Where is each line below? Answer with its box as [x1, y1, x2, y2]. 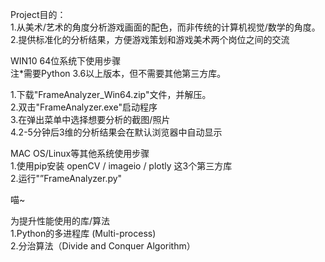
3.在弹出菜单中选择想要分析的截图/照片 [10, 114, 171, 125]
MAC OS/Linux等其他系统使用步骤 [10, 148, 150, 159]
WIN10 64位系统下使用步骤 [10, 55, 122, 67]
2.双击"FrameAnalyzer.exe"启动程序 [10, 101, 158, 113]
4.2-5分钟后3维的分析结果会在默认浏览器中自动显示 [10, 126, 223, 138]
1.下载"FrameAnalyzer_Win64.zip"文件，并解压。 [10, 89, 212, 100]
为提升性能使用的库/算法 [10, 215, 111, 227]
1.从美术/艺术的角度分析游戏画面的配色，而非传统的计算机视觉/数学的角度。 [10, 21, 321, 33]
